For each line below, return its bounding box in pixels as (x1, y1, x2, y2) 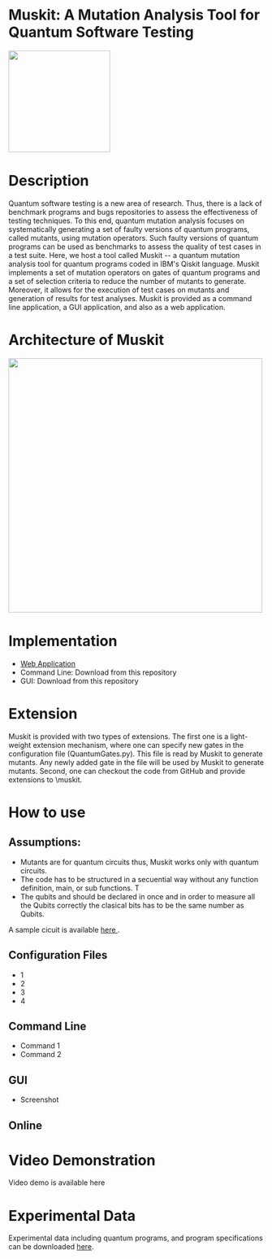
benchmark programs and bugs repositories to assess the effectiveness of (8, 207, 258, 216)
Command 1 (19, 1041, 61, 1051)
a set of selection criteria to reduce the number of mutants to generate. (8, 276, 247, 286)
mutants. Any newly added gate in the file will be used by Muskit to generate (8, 757, 265, 767)
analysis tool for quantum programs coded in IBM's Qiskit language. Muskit (8, 259, 260, 269)
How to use (8, 803, 86, 821)
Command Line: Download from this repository (19, 667, 177, 677)
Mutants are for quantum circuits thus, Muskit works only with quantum (19, 857, 259, 867)
